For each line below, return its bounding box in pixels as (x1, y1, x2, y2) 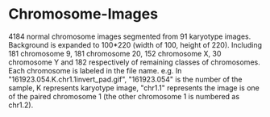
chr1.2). (8, 100, 34, 110)
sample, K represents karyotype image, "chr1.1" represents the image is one (8, 82, 260, 93)
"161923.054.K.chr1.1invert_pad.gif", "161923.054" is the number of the (8, 74, 243, 84)
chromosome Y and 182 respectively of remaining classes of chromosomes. (8, 57, 260, 67)
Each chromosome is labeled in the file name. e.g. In (8, 65, 182, 75)
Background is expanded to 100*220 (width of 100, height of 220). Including (8, 40, 263, 49)
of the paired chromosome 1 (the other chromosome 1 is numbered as (8, 91, 240, 101)
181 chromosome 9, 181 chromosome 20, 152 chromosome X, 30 (8, 48, 222, 58)
